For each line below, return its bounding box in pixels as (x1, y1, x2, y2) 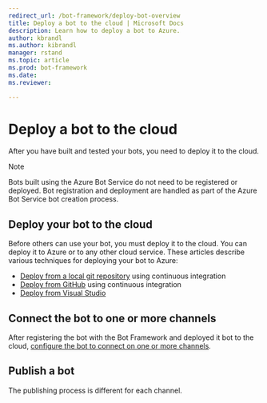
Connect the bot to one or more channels (8, 311, 217, 325)
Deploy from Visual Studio (19, 289, 106, 298)
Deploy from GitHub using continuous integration (19, 280, 182, 289)
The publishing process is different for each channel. (8, 385, 182, 395)
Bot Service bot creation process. (8, 194, 119, 204)
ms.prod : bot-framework (8, 64, 88, 72)
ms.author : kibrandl (8, 42, 78, 50)
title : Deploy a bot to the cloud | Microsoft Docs (8, 19, 184, 27)
